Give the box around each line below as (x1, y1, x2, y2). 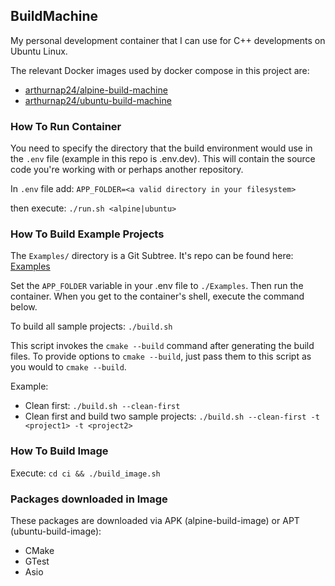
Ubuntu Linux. (10, 45, 68, 57)
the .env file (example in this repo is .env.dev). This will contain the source (10, 153, 316, 165)
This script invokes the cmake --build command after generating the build (10, 340, 315, 352)
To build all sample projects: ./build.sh (10, 320, 173, 333)
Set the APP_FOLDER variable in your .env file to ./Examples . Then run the (10, 280, 304, 292)
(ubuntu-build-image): (10, 525, 102, 537)
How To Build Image (10, 444, 109, 458)
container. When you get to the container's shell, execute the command (10, 290, 305, 303)
